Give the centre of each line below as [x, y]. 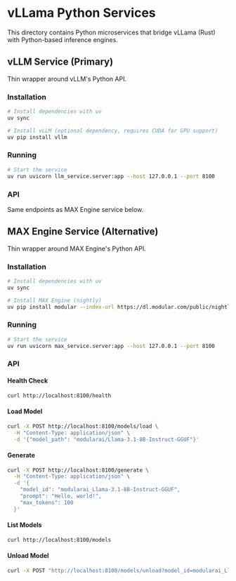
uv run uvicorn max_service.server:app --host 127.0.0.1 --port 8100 [111, 346]
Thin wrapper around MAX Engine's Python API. [77, 248]
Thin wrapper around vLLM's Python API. [67, 79]
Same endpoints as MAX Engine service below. [76, 209]
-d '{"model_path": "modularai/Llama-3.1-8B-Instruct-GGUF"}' [106, 439]
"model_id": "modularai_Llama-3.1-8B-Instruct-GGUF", [100, 490]
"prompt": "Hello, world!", [61, 496]
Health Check [28, 381]
